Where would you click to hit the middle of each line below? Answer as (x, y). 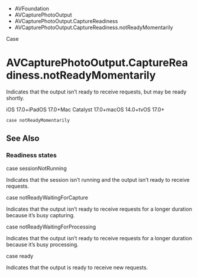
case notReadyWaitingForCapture (47, 197)
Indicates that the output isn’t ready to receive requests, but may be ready (96, 92)
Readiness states (32, 155)
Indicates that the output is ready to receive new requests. (77, 267)
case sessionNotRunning (36, 168)
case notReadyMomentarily (38, 120)
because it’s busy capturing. (40, 215)
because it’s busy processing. (42, 244)
